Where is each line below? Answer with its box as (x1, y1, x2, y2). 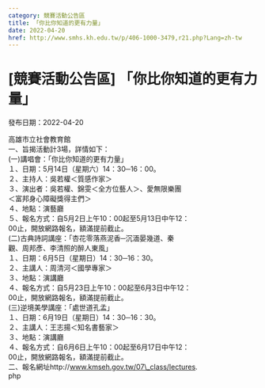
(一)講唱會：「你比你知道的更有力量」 (8, 154, 128, 164)
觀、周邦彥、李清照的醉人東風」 (8, 243, 112, 253)
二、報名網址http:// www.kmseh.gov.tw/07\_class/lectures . (8, 362, 198, 372)
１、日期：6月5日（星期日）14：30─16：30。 (8, 253, 157, 263)
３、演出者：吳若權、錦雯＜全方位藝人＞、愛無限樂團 (8, 184, 182, 194)
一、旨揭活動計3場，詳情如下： (8, 144, 110, 154)
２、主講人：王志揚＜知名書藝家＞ (8, 322, 119, 333)
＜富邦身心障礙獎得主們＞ (8, 194, 92, 204)
